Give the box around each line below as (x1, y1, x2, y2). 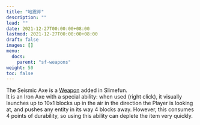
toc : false (6, 70, 34, 76)
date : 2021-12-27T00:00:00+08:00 (6, 25, 90, 32)
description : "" (6, 14, 47, 20)
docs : (11, 53, 26, 59)
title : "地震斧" (6, 8, 44, 15)
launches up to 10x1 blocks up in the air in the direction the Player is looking (6, 100, 193, 107)
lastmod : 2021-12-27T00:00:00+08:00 (6, 31, 98, 37)
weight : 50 (6, 64, 34, 71)
